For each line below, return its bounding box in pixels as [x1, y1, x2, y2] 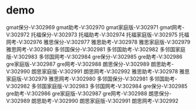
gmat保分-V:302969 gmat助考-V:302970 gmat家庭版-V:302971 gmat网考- [6, 24, 185, 31]
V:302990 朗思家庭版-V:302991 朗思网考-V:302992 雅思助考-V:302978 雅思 [6, 68, 190, 75]
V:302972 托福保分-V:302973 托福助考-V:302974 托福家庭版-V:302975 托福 [6, 31, 190, 38]
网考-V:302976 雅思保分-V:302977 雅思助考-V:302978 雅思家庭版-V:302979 [6, 38, 191, 45]
